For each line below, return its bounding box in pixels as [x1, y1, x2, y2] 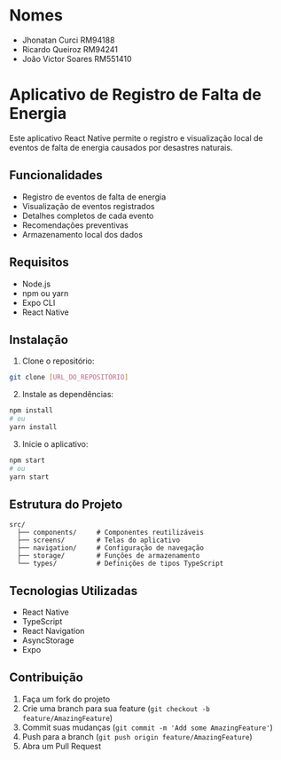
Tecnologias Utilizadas [9, 583, 138, 599]
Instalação [9, 332, 69, 347]
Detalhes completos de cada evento [21, 210, 154, 221]
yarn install [9, 422, 58, 431]
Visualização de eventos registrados [21, 200, 155, 211]
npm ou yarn [21, 287, 69, 298]
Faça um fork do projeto [21, 693, 111, 704]
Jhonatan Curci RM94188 [21, 35, 115, 45]
